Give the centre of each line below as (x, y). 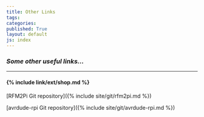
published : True (27, 29)
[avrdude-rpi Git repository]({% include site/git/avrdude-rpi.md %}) (91, 107)
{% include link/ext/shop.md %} (48, 82)
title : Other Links (31, 12)
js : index (19, 40)
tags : (13, 18)
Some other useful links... (45, 61)
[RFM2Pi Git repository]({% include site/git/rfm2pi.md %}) (79, 96)
